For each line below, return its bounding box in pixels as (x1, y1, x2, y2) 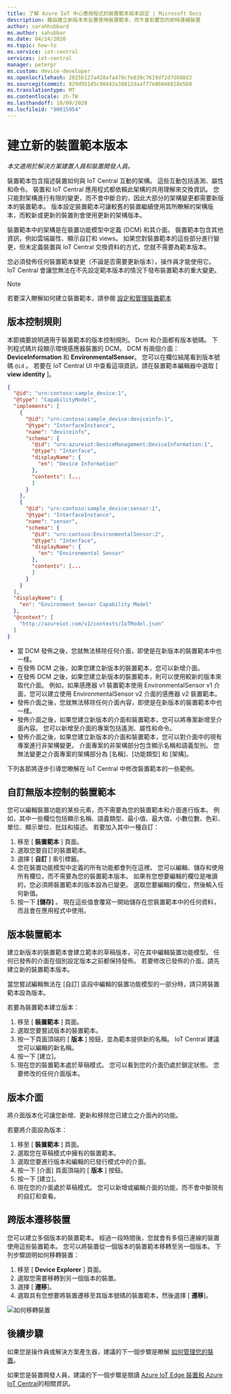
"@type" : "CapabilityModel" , (13, 396, 97, 403)
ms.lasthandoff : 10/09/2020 (7, 100, 88, 107)
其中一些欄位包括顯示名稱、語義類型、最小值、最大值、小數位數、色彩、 (19, 815, 224, 823)
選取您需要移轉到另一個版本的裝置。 (16, 1274, 120, 1282)
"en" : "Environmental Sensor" (37, 550, 125, 557)
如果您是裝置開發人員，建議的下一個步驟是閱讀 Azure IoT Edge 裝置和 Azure (7, 1371, 223, 1379)
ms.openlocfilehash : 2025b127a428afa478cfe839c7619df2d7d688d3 (7, 74, 192, 81)
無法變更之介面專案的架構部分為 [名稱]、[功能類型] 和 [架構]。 (16, 749, 192, 758)
